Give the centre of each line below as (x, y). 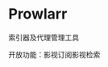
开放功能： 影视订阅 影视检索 (54, 54)
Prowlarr (38, 14)
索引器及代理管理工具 (44, 37)
